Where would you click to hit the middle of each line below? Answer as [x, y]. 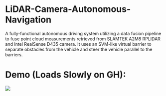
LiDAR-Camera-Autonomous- [68, 9]
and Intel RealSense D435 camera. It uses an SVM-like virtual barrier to [78, 44]
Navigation [28, 20]
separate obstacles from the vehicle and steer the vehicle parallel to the [79, 49]
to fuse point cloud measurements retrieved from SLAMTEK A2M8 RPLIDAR [83, 39]
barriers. [14, 54]
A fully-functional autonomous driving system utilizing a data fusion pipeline [83, 33]
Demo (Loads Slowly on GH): [66, 75]
